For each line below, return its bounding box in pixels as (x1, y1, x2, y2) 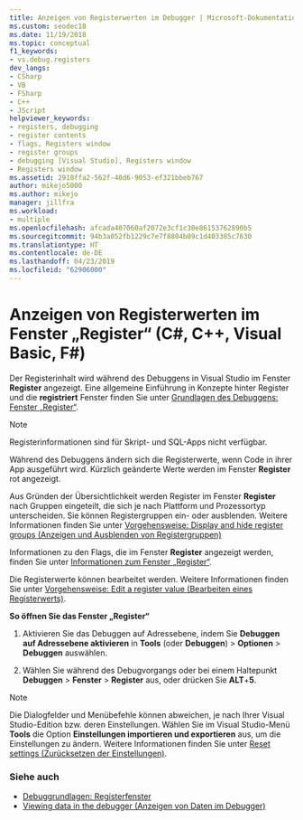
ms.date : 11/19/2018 (9, 30, 87, 39)
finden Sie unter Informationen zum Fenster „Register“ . (9, 556, 212, 567)
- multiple (9, 214, 50, 224)
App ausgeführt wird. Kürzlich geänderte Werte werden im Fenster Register (9, 463, 291, 475)
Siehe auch (9, 770, 60, 783)
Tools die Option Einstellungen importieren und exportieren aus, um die (9, 729, 281, 740)
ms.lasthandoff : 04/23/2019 (9, 257, 115, 267)
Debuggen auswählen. (22, 647, 108, 658)
